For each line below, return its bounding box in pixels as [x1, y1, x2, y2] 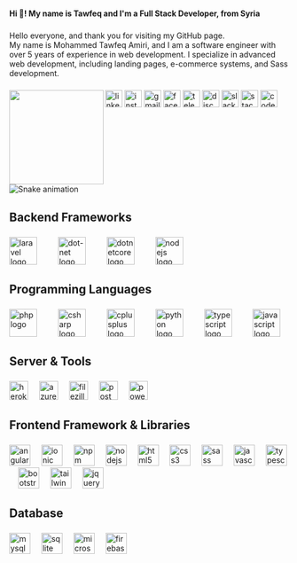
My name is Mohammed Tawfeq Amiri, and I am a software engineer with [9, 39, 277, 50]
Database [9, 506, 64, 521]
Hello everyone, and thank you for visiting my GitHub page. [9, 30, 225, 41]
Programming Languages [9, 282, 152, 297]
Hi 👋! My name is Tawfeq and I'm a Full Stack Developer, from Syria [9, 8, 261, 19]
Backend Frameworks [9, 209, 132, 224]
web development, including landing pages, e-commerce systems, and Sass [9, 59, 288, 69]
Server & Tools [9, 354, 92, 369]
